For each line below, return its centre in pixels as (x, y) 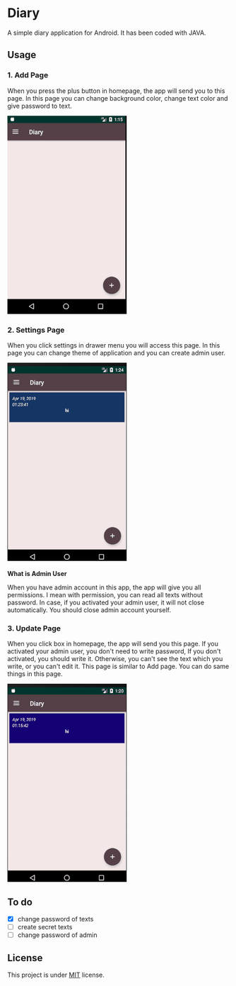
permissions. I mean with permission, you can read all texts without (105, 594)
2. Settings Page (36, 330)
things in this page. (35, 674)
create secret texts (45, 927)
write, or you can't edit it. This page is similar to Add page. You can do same (118, 666)
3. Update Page (34, 628)
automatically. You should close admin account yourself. (89, 610)
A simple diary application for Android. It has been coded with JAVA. (107, 33)
